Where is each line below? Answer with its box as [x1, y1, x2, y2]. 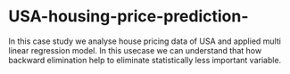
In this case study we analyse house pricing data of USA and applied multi [8, 36, 282, 46]
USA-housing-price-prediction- [8, 6, 249, 27]
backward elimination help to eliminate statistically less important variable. [8, 54, 282, 65]
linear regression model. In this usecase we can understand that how [8, 45, 262, 55]
